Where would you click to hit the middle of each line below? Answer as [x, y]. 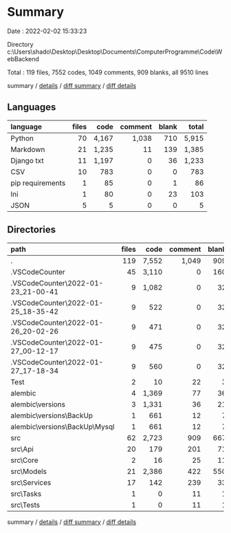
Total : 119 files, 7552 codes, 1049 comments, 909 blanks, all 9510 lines [108, 72]
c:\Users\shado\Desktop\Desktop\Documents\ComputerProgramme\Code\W [115, 52]
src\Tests [25, 505]
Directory [20, 44]
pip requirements [38, 183]
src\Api [22, 449]
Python [22, 138]
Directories [32, 230]
